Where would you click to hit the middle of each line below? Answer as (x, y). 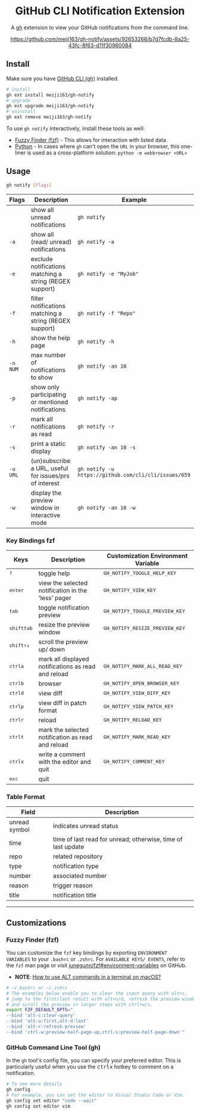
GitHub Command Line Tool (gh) (54, 1047)
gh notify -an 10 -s (106, 447)
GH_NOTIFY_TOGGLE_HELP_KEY (140, 573)
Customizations (36, 923)
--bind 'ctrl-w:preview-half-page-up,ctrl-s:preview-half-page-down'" (96, 1032)
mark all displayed (64, 659)
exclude (42, 259)
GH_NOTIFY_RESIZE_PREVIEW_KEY (144, 628)
